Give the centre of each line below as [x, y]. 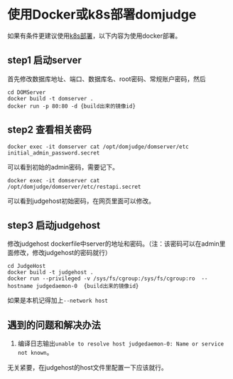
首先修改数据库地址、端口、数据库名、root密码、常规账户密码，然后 [107, 78]
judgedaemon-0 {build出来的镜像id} [87, 286]
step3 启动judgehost [54, 225]
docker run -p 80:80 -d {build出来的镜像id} [72, 106]
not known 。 [35, 353]
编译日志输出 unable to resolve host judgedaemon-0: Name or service [121, 343]
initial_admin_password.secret [54, 153]
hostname [20, 286]
